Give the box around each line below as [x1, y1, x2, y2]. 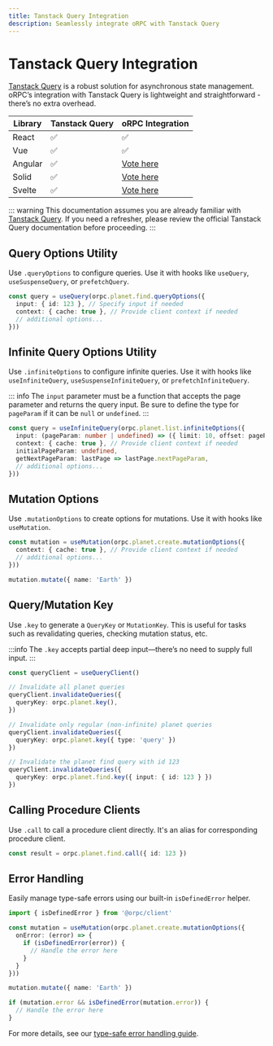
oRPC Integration [121, 118, 189, 129]
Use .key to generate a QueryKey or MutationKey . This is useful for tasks [8, 619, 247, 629]
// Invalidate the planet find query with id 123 [8, 758, 180, 766]
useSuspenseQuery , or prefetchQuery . [8, 277, 130, 287]
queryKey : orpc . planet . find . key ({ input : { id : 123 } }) [15, 773, 213, 781]
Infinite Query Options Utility [8, 345, 157, 359]
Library [13, 118, 42, 129]
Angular [12, 158, 43, 169]
